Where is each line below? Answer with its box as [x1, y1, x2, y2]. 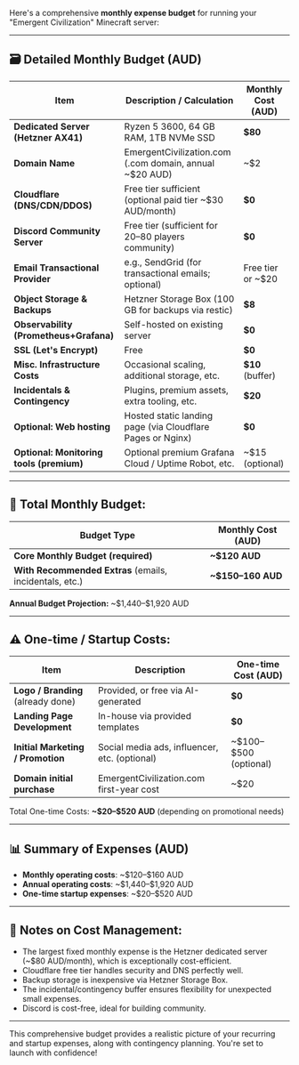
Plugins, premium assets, [124, 383, 229, 396]
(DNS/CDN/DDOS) [13, 199, 93, 212]
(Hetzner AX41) [13, 131, 83, 143]
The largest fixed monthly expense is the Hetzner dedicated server [21, 947, 268, 957]
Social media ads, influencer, [97, 741, 219, 754]
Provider [13, 272, 52, 285]
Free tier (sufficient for [124, 219, 218, 231]
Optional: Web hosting [13, 420, 111, 432]
